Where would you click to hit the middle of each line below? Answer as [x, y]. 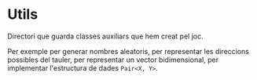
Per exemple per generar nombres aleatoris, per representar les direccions [128, 51]
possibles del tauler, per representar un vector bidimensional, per [113, 60]
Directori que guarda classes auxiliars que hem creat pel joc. [105, 36]
